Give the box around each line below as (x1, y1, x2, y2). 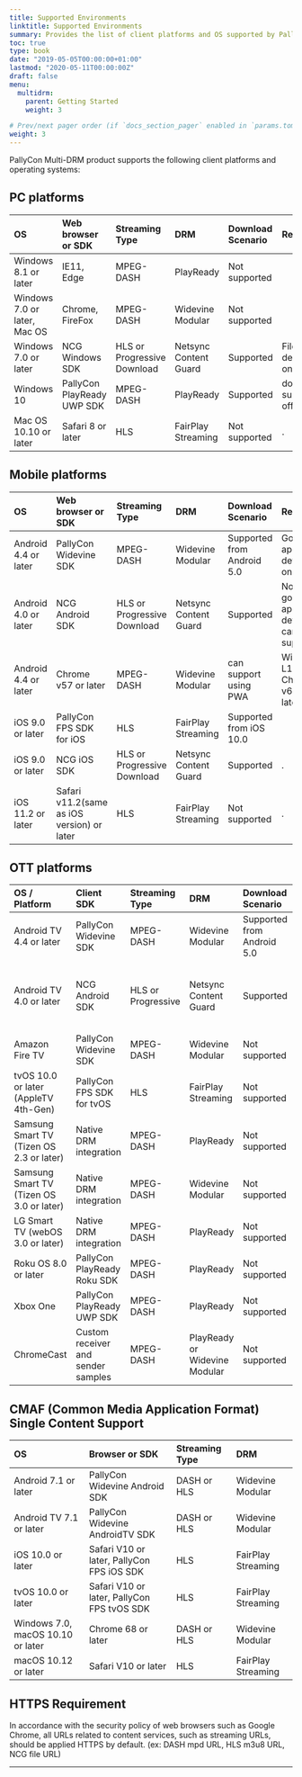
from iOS (227, 722, 265, 734)
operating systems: (9, 164, 81, 175)
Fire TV (13, 1049, 45, 1062)
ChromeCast (13, 1349, 67, 1361)
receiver (75, 1337, 111, 1350)
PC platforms (9, 190, 84, 205)
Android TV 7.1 (13, 1512, 79, 1524)
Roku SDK (75, 1274, 119, 1287)
